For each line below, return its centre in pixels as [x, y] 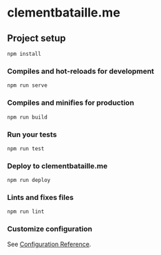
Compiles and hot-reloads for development [81, 71]
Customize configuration [50, 229]
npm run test [26, 149]
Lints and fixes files [41, 198]
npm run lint [26, 212]
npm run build [28, 117]
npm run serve [28, 85]
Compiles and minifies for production [71, 103]
